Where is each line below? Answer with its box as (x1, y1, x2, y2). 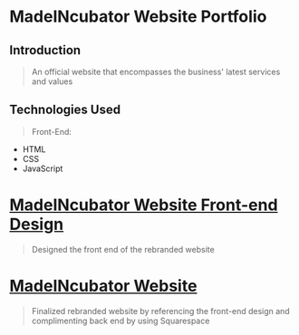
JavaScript (22, 163, 63, 174)
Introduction (9, 43, 82, 58)
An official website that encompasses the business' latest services (31, 66, 281, 77)
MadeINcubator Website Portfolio (9, 6, 267, 27)
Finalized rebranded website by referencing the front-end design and (31, 305, 290, 316)
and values (31, 76, 73, 87)
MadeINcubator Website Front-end (9, 195, 278, 215)
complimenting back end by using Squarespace (31, 315, 210, 326)
